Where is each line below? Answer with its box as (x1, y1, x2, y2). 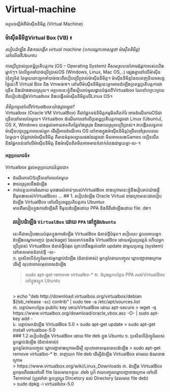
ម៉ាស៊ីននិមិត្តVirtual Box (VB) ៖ (5, 34, 73, 41)
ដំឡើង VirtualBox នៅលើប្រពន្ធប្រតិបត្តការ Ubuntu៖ (12, 199, 105, 205)
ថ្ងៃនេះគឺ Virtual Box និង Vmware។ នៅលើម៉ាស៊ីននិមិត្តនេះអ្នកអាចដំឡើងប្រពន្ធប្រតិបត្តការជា (5, 81, 162, 87)
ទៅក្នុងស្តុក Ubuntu (25, 277, 60, 283)
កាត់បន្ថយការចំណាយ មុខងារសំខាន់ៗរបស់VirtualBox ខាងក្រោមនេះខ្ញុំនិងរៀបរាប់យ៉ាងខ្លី (12, 187, 160, 193)
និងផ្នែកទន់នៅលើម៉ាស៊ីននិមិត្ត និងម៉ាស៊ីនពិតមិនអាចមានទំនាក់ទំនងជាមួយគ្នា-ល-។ (5, 140, 141, 146)
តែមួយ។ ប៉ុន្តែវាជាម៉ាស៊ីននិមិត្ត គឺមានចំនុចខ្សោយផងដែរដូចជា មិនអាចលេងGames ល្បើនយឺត (5, 134, 159, 140)
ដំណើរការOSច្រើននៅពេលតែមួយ (12, 175, 69, 181)
